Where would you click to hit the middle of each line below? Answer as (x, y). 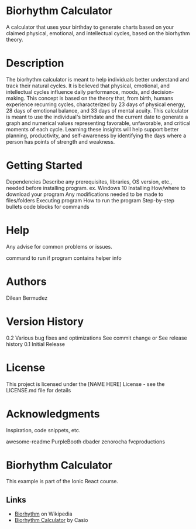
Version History (45, 321)
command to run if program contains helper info (64, 258)
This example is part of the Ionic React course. (62, 481)
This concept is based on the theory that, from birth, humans (100, 98)
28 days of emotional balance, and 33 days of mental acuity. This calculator (97, 110)
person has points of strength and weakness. (61, 141)
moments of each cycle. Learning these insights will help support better (92, 129)
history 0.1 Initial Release (36, 344)
